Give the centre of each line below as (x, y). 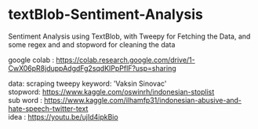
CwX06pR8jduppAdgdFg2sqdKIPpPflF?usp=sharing (92, 68)
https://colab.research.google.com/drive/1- (126, 60)
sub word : (25, 100)
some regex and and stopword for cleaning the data (92, 44)
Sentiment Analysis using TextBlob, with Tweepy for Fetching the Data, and (129, 36)
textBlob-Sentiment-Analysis (106, 15)
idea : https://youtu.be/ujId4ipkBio (64, 116)
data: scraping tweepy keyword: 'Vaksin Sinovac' (87, 83)
